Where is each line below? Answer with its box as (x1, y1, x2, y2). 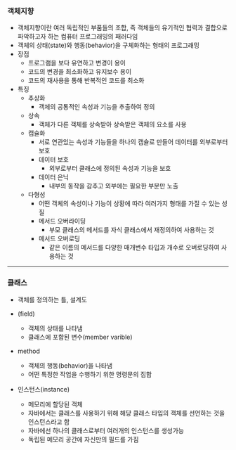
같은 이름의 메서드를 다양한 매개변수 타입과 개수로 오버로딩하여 (48, 243, 220, 252)
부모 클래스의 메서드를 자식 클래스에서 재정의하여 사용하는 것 (48, 226, 214, 234)
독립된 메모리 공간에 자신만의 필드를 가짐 (27, 435, 139, 444)
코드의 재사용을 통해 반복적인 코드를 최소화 (27, 76, 145, 85)
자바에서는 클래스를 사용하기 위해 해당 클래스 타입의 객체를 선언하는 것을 (27, 409, 225, 417)
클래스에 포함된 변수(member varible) (27, 333, 133, 341)
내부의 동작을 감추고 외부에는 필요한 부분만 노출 (48, 181, 179, 191)
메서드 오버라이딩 (38, 217, 86, 226)
